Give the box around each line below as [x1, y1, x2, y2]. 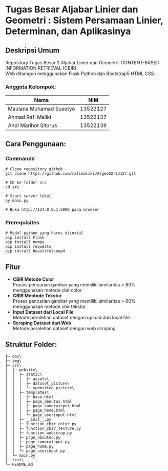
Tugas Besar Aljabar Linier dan [5, 4, 138, 15]
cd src [5, 184, 19, 190]
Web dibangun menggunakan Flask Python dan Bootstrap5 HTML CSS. [5, 70, 155, 77]
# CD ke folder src [5, 180, 47, 185]
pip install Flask [5, 235, 45, 240]
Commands [5, 155, 35, 162]
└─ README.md [5, 462, 33, 467]
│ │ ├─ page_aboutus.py [5, 434, 60, 440]
